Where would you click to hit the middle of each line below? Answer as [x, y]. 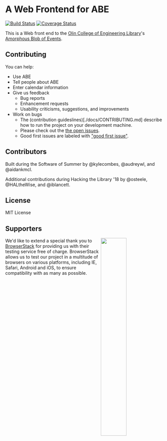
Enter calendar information [40, 87]
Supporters [24, 228]
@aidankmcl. [19, 169]
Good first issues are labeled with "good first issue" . [74, 136]
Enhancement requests [44, 103]
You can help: [19, 66]
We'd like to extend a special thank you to [49, 241]
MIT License [18, 213]
